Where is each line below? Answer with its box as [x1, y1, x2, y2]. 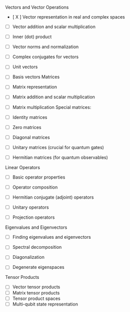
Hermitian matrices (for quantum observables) [12, 154, 108, 160]
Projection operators [12, 214, 55, 220]
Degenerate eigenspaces [12, 264, 64, 270]
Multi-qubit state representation [12, 301, 78, 307]
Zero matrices [12, 124, 41, 130]
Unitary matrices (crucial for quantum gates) [12, 144, 104, 150]
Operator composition [12, 184, 58, 190]
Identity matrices [12, 114, 47, 120]
